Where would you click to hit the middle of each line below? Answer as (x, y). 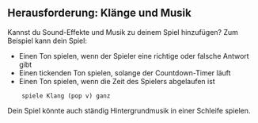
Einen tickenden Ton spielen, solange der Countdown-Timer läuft (125, 73)
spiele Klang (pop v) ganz (66, 96)
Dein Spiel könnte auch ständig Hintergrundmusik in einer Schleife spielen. (129, 110)
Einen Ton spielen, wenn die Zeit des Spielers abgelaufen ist (117, 81)
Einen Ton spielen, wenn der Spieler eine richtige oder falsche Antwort (134, 56)
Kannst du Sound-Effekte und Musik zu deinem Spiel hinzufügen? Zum (123, 32)
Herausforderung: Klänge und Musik (99, 13)
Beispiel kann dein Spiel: (47, 40)
